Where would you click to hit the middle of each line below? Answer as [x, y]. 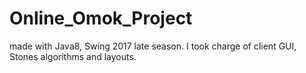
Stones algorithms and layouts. [73, 56]
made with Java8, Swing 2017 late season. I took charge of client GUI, [153, 46]
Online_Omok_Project [101, 18]
